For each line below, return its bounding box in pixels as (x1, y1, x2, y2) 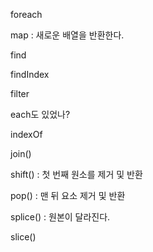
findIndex (10, 69, 50, 80)
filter (10, 88, 30, 99)
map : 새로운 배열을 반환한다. (10, 29, 125, 41)
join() (10, 148, 32, 159)
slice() (10, 231, 37, 243)
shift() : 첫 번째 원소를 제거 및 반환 (10, 169, 143, 180)
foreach (10, 9, 43, 20)
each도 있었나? (10, 109, 71, 120)
